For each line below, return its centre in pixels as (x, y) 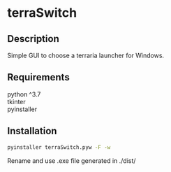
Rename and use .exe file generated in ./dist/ (72, 160)
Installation (32, 131)
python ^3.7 (24, 94)
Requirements (38, 77)
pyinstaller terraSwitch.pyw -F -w (59, 147)
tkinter (16, 101)
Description (33, 39)
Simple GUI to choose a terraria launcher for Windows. (86, 55)
